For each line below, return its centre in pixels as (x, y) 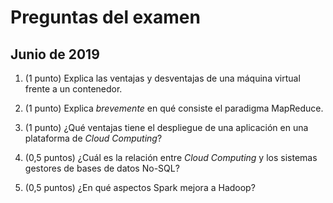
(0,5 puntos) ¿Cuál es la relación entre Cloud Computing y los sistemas (171, 157)
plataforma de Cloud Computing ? (93, 138)
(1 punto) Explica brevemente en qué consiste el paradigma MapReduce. (174, 108)
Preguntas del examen (105, 17)
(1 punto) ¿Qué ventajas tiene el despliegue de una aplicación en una (166, 127)
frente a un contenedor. (73, 89)
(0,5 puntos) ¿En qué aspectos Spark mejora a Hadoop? (140, 187)
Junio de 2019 (55, 54)
